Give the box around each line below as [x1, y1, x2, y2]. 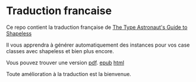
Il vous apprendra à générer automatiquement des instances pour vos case [6, 41, 190, 48]
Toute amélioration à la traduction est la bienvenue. [6, 70, 132, 77]
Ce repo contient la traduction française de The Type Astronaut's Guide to [6, 24, 188, 31]
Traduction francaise [6, 4, 112, 18]
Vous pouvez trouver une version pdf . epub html [6, 59, 125, 66]
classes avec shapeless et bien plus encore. [6, 47, 115, 54]
